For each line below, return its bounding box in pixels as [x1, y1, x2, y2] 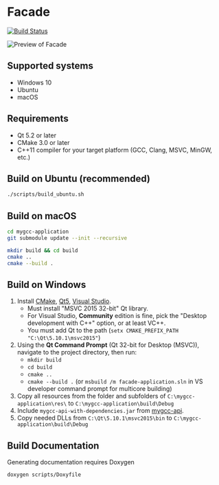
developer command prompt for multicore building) [27, 385, 173, 393]
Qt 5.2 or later [16, 131, 57, 139]
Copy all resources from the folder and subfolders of [16, 392, 166, 401]
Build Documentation [7, 440, 100, 451]
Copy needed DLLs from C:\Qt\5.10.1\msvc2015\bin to [16, 414, 173, 422]
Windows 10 [16, 78, 52, 87]
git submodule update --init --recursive [7, 234, 128, 241]
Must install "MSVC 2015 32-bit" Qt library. [27, 304, 149, 313]
